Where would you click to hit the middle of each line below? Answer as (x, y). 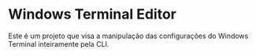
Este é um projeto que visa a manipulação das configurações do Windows (128, 36)
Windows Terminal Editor (93, 14)
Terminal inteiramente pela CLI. (59, 44)
